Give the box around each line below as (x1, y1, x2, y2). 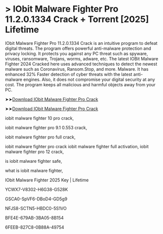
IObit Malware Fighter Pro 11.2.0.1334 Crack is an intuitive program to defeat (5, 40, 158, 46)
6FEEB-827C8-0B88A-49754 (5, 224, 64, 230)
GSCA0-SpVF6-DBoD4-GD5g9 (5, 196, 67, 202)
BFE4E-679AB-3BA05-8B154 (5, 214, 64, 220)
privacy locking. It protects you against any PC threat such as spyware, (5, 50, 148, 57)
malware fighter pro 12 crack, (5, 149, 64, 155)
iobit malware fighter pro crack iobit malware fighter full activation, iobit (5, 143, 149, 149)
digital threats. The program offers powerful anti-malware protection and (5, 45, 151, 51)
